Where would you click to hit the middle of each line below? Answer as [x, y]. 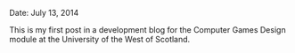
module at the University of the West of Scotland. [100, 39]
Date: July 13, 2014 [44, 13]
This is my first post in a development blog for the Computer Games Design [148, 30]
